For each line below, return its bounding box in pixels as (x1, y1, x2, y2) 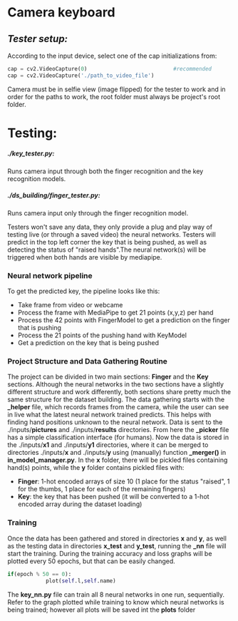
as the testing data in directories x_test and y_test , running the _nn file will (7, 541, 227, 550)
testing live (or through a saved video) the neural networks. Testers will (7, 230, 216, 239)
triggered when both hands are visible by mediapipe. (7, 252, 162, 261)
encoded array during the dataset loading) (17, 500, 143, 508)
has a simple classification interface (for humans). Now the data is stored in (7, 433, 229, 442)
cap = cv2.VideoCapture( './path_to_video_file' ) (7, 72, 155, 79)
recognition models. (7, 174, 66, 183)
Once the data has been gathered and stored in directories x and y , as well (7, 534, 227, 543)
